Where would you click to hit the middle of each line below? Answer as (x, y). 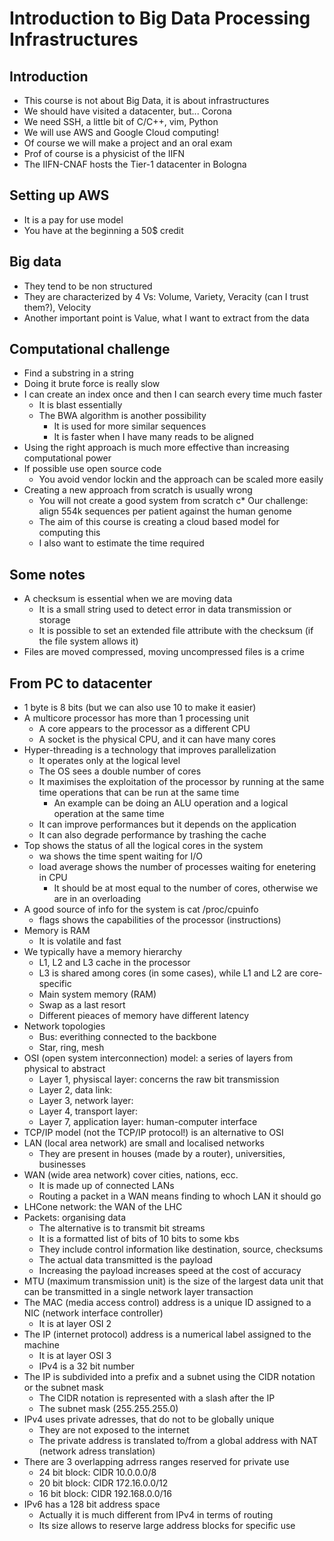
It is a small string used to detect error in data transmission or (165, 609)
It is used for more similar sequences (130, 426)
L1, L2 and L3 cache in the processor (114, 963)
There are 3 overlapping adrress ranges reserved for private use (156, 1462)
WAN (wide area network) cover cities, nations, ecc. (131, 1175)
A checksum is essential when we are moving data (128, 599)
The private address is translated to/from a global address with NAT (178, 1441)
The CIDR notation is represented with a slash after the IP (157, 1398)
